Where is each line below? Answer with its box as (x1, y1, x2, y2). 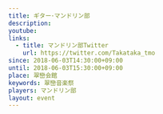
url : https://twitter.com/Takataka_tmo (22, 49, 156, 57)
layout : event (8, 94, 56, 102)
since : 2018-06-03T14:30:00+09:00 (8, 57, 124, 65)
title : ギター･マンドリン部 (8, 11, 90, 20)
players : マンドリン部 (8, 86, 77, 95)
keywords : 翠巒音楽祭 (8, 79, 74, 87)
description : (8, 19, 52, 27)
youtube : (8, 26, 38, 35)
